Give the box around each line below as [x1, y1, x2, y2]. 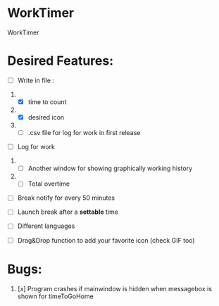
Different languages [17, 222, 75, 230]
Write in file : [17, 76, 55, 84]
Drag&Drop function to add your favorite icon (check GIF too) [17, 236, 195, 244]
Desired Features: [7, 53, 114, 69]
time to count [27, 97, 67, 106]
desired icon [27, 113, 65, 121]
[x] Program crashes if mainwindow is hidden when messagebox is [17, 284, 213, 293]
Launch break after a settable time [17, 208, 118, 216]
